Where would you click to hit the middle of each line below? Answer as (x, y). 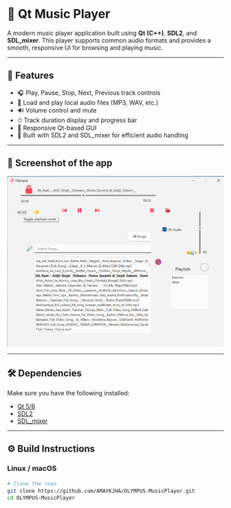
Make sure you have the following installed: (68, 393)
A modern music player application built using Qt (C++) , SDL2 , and (102, 33)
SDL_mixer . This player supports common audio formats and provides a (109, 40)
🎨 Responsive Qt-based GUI (57, 128)
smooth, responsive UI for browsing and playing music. (85, 47)
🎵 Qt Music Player (59, 14)
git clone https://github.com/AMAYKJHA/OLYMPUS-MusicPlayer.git (101, 491)
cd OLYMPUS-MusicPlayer (41, 498)
